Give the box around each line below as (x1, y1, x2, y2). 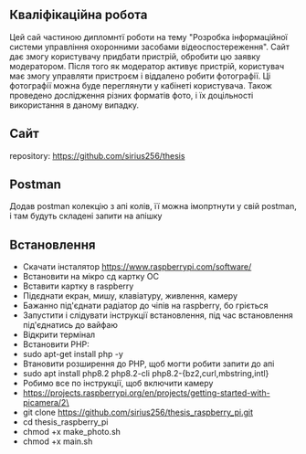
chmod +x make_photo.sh (22, 427, 121, 438)
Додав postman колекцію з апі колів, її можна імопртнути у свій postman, (9, 201, 297, 212)
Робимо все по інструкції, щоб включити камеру (22, 378, 214, 389)
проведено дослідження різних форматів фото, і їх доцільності (9, 90, 254, 100)
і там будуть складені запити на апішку (9, 210, 163, 222)
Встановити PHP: (22, 339, 90, 350)
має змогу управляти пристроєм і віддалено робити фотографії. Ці (9, 70, 271, 81)
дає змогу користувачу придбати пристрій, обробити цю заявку (9, 50, 261, 62)
